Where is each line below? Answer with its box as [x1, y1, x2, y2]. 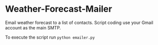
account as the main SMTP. [5, 24, 61, 30]
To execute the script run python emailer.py [5, 34, 95, 40]
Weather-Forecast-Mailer [5, 3, 113, 15]
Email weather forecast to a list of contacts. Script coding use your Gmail [5, 20, 154, 25]
